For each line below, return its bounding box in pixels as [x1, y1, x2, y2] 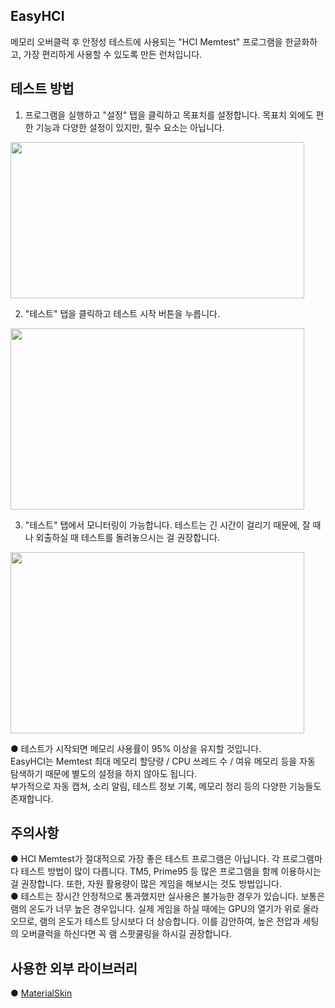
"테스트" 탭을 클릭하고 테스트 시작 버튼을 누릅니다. [24, 307, 220, 319]
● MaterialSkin [10, 987, 73, 999]
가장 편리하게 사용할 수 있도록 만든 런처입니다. [23, 48, 203, 60]
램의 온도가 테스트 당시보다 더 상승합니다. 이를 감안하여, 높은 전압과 [39, 915, 301, 928]
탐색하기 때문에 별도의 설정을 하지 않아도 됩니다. [10, 767, 198, 779]
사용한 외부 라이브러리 [10, 960, 138, 977]
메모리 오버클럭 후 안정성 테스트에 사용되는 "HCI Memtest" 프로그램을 [10, 35, 283, 48]
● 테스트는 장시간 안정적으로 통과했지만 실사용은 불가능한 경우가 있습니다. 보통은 [10, 890, 326, 903]
